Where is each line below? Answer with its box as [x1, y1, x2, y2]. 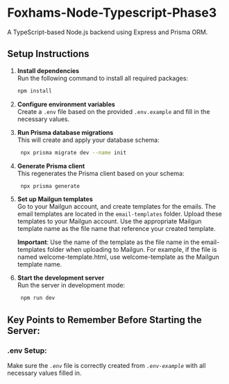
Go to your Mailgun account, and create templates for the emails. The [17, 202, 217, 211]
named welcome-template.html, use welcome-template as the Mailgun [17, 253, 220, 262]
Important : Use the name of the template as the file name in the [17, 238, 200, 246]
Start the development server [17, 273, 105, 282]
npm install [17, 87, 52, 95]
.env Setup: [7, 346, 47, 355]
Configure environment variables [17, 99, 116, 109]
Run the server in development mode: [17, 281, 126, 289]
